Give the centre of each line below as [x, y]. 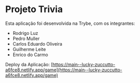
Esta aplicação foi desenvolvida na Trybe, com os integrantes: [70, 23]
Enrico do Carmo [30, 55]
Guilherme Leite [29, 49]
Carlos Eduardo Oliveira [37, 44]
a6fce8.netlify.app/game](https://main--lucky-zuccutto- [64, 70]
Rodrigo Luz [25, 33]
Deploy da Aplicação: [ [29, 64]
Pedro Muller [26, 38]
